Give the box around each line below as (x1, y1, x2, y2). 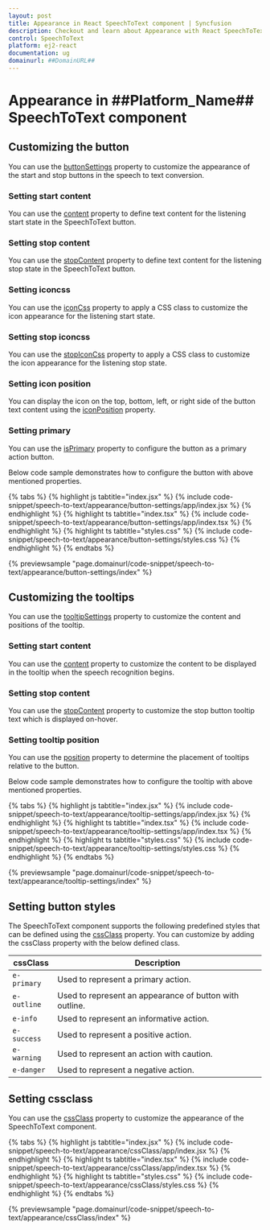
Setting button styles (8, 899, 117, 914)
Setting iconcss (8, 284, 71, 295)
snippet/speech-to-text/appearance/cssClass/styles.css (8, 1180, 195, 1190)
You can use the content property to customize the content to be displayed (8, 658, 257, 668)
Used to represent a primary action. (57, 974, 191, 985)
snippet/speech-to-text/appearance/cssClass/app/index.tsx (8, 1162, 207, 1172)
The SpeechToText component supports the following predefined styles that (8, 921, 260, 931)
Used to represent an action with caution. (57, 1048, 213, 1059)
